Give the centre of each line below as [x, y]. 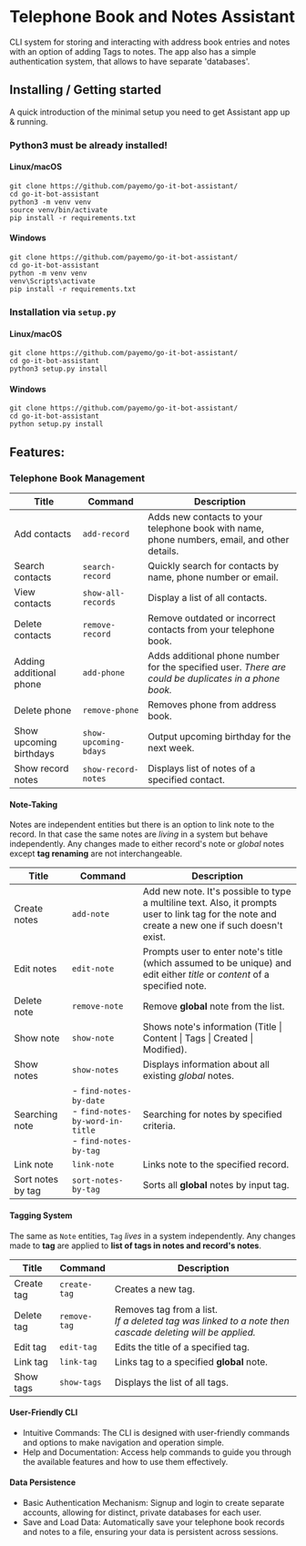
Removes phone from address [212, 705]
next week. [171, 748]
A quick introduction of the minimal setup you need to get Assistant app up [150, 112]
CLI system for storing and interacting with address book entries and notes [150, 42]
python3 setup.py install [58, 369]
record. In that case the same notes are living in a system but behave [139, 834]
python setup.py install [56, 424]
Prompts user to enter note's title [213, 951]
